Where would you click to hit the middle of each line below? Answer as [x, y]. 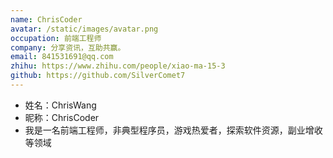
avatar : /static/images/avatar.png [84, 29]
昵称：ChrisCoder [62, 117]
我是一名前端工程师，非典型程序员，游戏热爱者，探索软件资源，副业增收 [173, 130]
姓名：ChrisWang [60, 105]
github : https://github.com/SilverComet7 [98, 76]
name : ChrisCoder [46, 19]
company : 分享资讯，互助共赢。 [68, 47]
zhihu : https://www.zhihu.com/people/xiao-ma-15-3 [118, 66]
